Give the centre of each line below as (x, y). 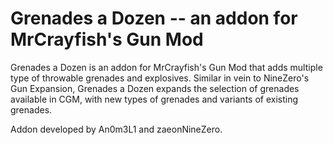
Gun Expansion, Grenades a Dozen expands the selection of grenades (155, 88)
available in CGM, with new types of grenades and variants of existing (154, 99)
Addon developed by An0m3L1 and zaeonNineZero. (116, 129)
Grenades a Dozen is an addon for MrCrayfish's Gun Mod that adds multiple (166, 67)
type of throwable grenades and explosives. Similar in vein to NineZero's (160, 78)
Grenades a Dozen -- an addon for (154, 18)
